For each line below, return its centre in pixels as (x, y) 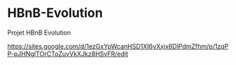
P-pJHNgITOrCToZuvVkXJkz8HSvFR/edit (68, 54)
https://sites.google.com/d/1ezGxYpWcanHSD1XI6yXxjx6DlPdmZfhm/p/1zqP (118, 46)
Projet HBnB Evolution (39, 32)
